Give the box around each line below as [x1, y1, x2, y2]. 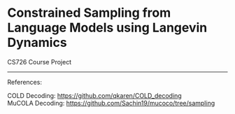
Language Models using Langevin [7, 20, 208, 36]
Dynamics [7, 35, 68, 50]
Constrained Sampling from [7, 5, 171, 21]
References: [7, 78, 42, 86]
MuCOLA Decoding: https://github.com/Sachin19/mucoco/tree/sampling [7, 99, 215, 107]
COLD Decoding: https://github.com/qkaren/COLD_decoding [7, 91, 182, 99]
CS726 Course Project [7, 57, 72, 66]
